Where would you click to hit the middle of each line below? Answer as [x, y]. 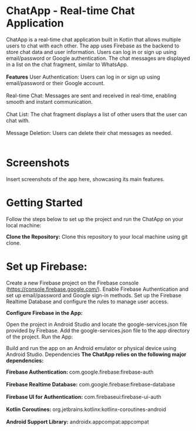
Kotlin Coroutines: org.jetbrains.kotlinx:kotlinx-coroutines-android [86, 409]
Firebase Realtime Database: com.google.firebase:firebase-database [91, 384]
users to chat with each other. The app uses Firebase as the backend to [93, 46]
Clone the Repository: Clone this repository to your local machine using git [97, 236]
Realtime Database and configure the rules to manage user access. [87, 301]
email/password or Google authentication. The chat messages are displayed [98, 58]
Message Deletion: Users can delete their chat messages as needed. [89, 133]
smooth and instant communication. [49, 101]
